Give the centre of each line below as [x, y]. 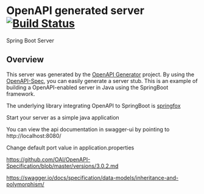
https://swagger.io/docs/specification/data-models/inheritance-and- [93, 178]
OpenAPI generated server [76, 11]
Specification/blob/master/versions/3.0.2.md [62, 166]
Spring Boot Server [30, 40]
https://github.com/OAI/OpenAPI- [48, 159]
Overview [25, 59]
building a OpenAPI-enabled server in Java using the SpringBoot [87, 87]
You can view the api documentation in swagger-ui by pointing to [88, 129]
